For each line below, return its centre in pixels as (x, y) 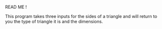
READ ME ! (16, 7)
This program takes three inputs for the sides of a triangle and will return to (81, 16)
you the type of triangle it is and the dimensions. (54, 22)
